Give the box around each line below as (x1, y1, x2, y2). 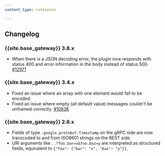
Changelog (4, 30, 40, 39)
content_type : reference (4, 7, 56, 12)
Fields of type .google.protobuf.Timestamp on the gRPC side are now (11, 129, 153, 135)
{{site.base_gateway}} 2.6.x (4, 118, 75, 125)
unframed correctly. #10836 (11, 106, 69, 112)
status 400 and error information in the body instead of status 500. (11, 61, 149, 67)
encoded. (11, 95, 32, 102)
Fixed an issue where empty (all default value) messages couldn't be (11, 101, 153, 106)
